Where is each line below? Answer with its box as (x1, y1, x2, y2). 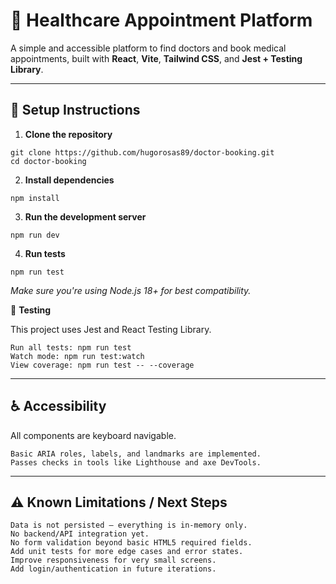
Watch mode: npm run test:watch (10, 351, 145, 361)
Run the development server (24, 210, 147, 223)
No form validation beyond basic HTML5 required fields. (10, 538, 253, 548)
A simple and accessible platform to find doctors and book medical (10, 42, 287, 54)
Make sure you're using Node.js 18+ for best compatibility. (10, 284, 252, 296)
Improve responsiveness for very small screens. (10, 555, 217, 566)
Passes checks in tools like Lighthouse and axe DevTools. (10, 457, 262, 468)
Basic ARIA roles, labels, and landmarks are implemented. (10, 449, 262, 459)
